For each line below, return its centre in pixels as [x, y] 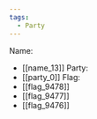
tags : [19, 17]
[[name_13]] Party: [55, 68]
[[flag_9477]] [45, 96]
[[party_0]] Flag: [51, 77]
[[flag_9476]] [46, 105]
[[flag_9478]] [46, 86]
